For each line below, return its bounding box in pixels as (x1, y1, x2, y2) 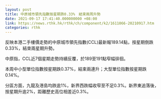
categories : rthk (5, 25, 41, 30)
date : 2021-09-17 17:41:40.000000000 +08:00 (5, 16, 97, 21)
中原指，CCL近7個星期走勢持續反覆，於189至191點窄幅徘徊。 (5, 56, 128, 61)
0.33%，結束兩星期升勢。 (5, 45, 57, 51)
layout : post (5, 7, 32, 12)
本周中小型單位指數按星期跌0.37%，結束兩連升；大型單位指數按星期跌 (5, 66, 147, 72)
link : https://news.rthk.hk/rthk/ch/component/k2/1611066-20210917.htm (5, 20, 154, 26)
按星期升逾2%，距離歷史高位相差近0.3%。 (5, 89, 92, 95)
